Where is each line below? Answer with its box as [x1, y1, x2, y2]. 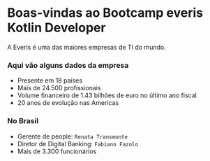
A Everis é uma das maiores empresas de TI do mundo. [7, 43, 166, 51]
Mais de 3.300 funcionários [17, 147, 97, 155]
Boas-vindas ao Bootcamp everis [7, 5, 204, 21]
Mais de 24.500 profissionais [17, 84, 101, 92]
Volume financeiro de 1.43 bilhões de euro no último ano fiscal [17, 91, 197, 99]
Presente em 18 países [17, 76, 82, 85]
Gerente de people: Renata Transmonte [17, 132, 128, 141]
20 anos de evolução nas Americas [17, 99, 119, 107]
